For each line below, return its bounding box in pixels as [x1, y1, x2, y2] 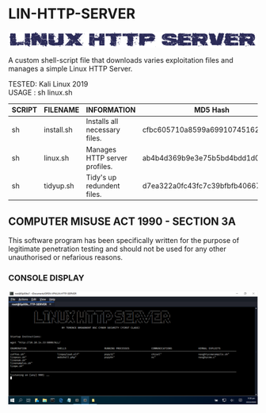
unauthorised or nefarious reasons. [8, 253, 123, 262]
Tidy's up [85, 172, 117, 182]
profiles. [85, 161, 113, 171]
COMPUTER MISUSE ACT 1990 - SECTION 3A [8, 214, 236, 228]
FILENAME [44, 105, 80, 115]
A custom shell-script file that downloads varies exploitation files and [8, 55, 234, 64]
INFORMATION [85, 105, 136, 115]
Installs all [85, 117, 119, 126]
